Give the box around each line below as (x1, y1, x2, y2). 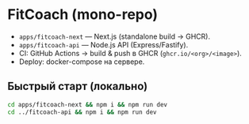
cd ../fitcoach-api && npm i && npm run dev (7, 108, 157, 116)
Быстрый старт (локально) (7, 80, 148, 93)
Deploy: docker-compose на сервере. (18, 57, 145, 66)
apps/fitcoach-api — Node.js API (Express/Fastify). (18, 39, 189, 49)
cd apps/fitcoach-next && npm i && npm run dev (7, 100, 168, 108)
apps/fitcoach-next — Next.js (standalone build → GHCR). (18, 32, 211, 41)
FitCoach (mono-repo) (7, 6, 159, 24)
